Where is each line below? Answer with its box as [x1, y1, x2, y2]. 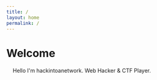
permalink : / [6, 20, 40, 26]
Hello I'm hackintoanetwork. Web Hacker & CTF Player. [12, 67, 152, 75]
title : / [6, 8, 29, 15]
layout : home [6, 15, 40, 21]
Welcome [6, 46, 56, 60]
